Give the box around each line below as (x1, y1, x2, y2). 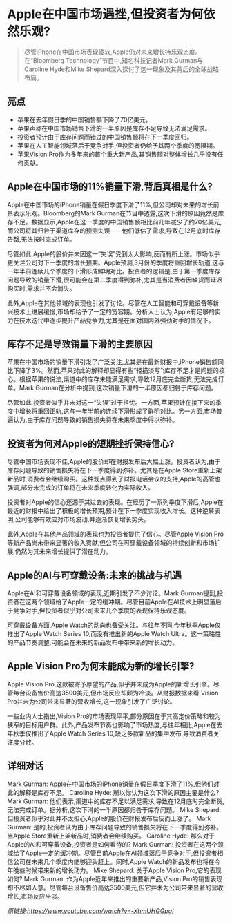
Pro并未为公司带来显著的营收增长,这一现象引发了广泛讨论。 (7, 697, 176, 705)
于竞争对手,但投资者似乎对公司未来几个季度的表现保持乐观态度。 (7, 606, 191, 615)
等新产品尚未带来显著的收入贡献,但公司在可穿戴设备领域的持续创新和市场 (7, 539, 215, 547)
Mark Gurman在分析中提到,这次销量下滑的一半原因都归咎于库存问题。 (19, 384, 217, 392)
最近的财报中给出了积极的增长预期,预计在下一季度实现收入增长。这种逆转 (7, 507, 215, 515)
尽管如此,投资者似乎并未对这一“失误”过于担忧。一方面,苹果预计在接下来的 (7, 398, 216, 407)
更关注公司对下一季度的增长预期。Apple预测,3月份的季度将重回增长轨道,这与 (7, 258, 224, 267)
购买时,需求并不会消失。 (7, 284, 76, 292)
